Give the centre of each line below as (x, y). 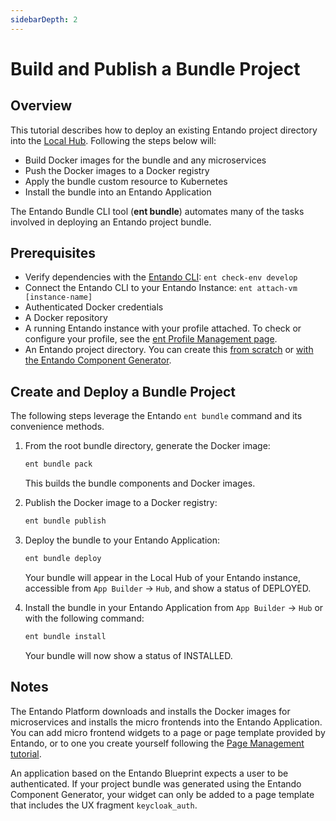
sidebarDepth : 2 (44, 19)
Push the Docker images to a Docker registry (117, 170)
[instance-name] (58, 297)
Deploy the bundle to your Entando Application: (122, 540)
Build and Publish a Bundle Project (155, 68)
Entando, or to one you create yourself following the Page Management (157, 743)
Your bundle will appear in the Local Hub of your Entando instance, (163, 577)
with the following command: (84, 618)
